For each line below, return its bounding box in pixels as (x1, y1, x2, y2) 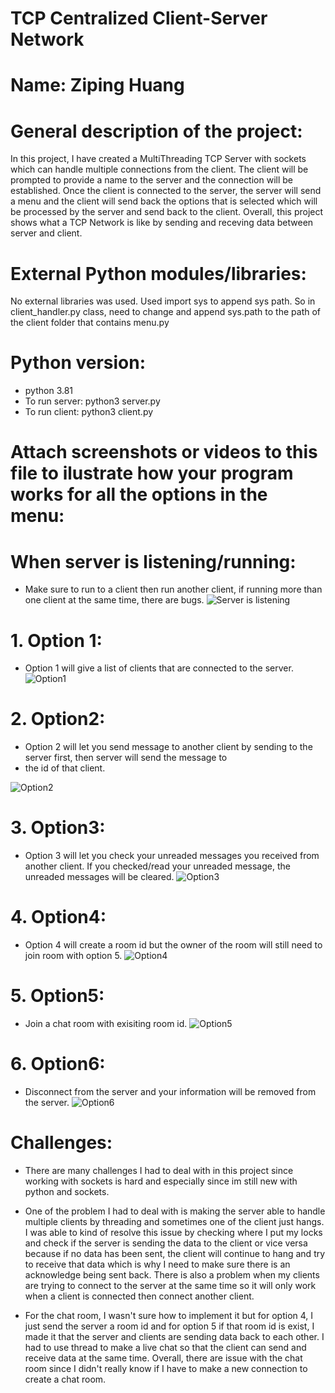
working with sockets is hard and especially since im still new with (24, 1175, 298, 1187)
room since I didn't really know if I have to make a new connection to (24, 1362, 308, 1374)
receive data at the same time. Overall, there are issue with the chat (24, 1352, 303, 1364)
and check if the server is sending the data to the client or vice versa (24, 1237, 308, 1249)
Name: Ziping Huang (10, 74, 185, 97)
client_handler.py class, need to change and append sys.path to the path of (10, 306, 322, 318)
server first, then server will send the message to (24, 752, 228, 764)
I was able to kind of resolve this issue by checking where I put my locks (24, 1226, 323, 1238)
